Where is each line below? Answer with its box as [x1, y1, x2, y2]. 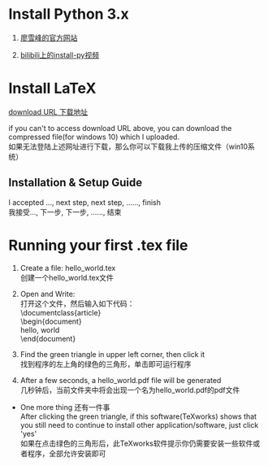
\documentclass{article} [19, 307, 102, 317]
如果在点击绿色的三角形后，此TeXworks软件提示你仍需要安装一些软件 [19, 438, 253, 448]
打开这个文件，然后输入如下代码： [19, 298, 135, 308]
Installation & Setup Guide [8, 176, 143, 189]
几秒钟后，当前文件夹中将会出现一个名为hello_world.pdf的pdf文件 [19, 385, 240, 394]
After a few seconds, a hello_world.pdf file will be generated [19, 375, 222, 385]
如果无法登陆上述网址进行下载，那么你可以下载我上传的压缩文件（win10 [8, 142, 249, 151]
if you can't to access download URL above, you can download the [8, 123, 232, 133]
